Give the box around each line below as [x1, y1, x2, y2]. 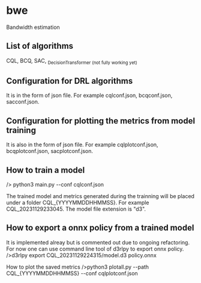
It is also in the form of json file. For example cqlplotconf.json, [6, 141, 158, 148]
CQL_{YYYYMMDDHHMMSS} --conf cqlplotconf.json [6, 269, 138, 277]
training [6, 125, 36, 135]
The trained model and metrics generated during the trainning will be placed [6, 192, 195, 199]
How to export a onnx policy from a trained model [6, 223, 194, 233]
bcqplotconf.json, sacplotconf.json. [6, 148, 94, 155]
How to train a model [6, 165, 85, 175]
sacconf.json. [6, 98, 40, 105]
